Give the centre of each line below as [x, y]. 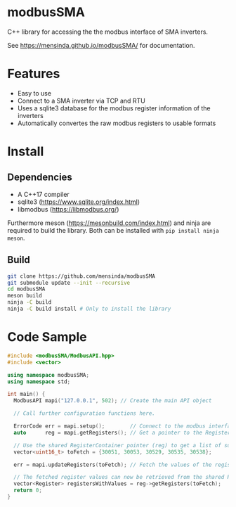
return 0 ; [28, 490]
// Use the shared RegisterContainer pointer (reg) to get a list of [117, 445]
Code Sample [47, 337]
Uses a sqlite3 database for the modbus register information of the [114, 108]
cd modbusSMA [26, 289]
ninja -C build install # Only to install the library [89, 309]
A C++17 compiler [44, 194]
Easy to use [34, 93]
